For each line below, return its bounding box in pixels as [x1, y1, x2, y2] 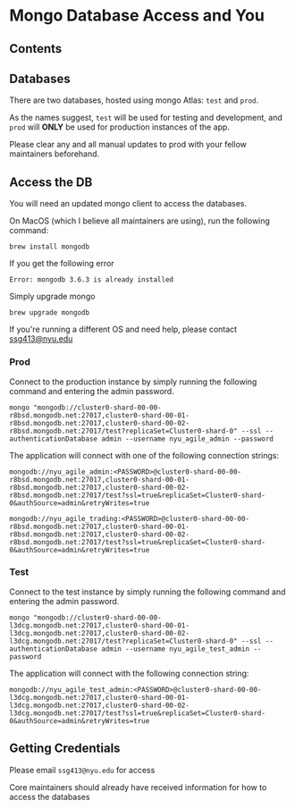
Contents [9, 41, 63, 56]
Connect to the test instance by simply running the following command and [9, 586, 286, 597]
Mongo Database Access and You [9, 5, 265, 26]
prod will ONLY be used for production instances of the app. [9, 122, 231, 132]
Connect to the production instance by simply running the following [9, 376, 257, 387]
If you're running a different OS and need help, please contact [9, 324, 238, 335]
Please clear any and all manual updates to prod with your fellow [9, 139, 248, 150]
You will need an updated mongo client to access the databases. [9, 198, 248, 209]
